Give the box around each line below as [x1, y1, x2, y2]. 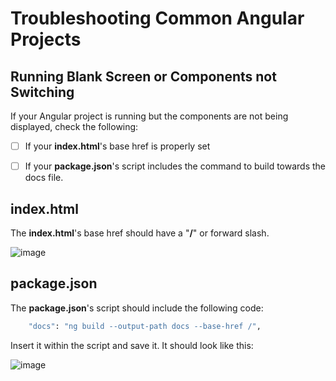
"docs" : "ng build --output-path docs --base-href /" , [28, 321, 262, 331]
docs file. [24, 172, 64, 184]
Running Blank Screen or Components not [10, 68, 277, 85]
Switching [10, 83, 75, 101]
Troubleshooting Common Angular [10, 7, 305, 30]
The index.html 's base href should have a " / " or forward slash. [10, 227, 270, 239]
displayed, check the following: [10, 121, 139, 132]
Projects [10, 28, 82, 51]
